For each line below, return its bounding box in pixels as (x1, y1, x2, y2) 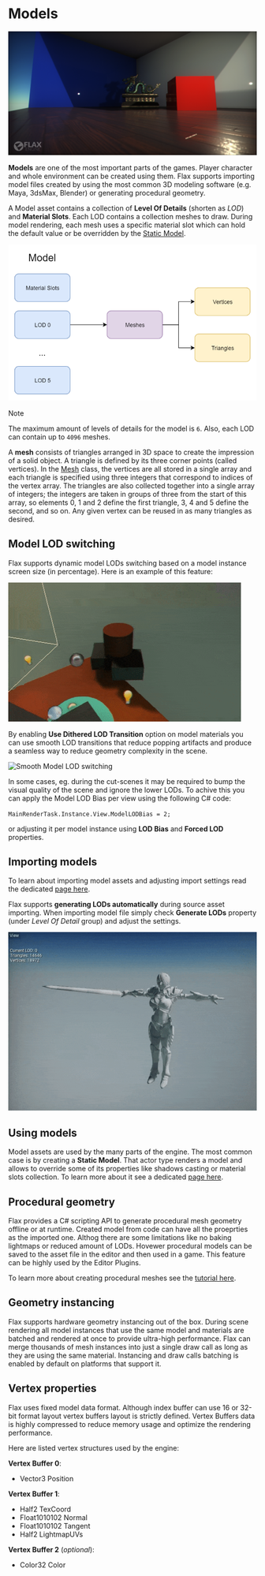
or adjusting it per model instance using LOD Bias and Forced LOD (8, 823, 224, 833)
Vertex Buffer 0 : (8, 1458, 62, 1468)
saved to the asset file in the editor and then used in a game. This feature (8, 1249, 246, 1259)
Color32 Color (19, 1559, 66, 1570)
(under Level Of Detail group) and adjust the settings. (8, 917, 181, 926)
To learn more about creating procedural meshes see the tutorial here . (8, 1273, 237, 1283)
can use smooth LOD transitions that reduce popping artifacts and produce (8, 738, 252, 747)
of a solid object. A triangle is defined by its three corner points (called (8, 455, 237, 465)
